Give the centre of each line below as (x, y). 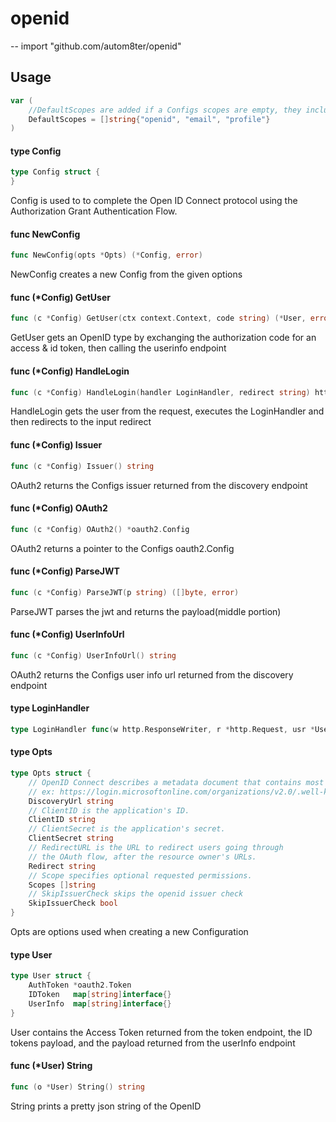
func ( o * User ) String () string (77, 1087)
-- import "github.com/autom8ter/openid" (96, 46)
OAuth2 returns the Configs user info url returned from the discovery (152, 674)
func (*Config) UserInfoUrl (67, 634)
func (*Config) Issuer (56, 445)
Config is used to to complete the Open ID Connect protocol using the (154, 201)
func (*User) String (51, 1066)
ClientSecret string (71, 838)
